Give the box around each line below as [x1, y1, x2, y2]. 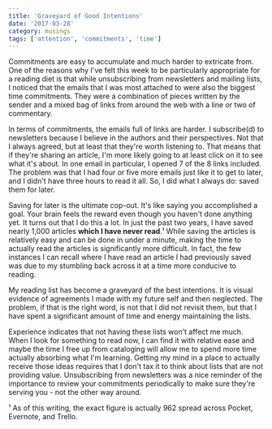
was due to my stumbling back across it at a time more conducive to [8, 261, 237, 271]
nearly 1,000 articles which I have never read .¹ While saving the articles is [8, 227, 256, 236]
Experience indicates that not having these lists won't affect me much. [8, 327, 244, 337]
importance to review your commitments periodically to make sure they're [8, 379, 256, 388]
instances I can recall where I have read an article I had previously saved [8, 253, 252, 262]
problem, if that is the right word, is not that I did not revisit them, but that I [8, 302, 257, 313]
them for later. [8, 184, 55, 195]
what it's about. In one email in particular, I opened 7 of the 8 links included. [8, 159, 261, 169]
